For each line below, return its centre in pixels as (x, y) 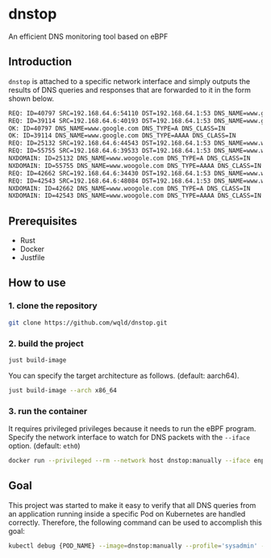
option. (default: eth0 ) (44, 446)
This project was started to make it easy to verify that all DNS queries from (132, 505)
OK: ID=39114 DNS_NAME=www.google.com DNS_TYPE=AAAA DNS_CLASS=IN (122, 136)
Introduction (40, 62)
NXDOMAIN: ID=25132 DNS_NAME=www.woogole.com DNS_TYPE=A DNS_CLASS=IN (129, 158)
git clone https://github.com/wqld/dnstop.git (88, 323)
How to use (37, 283)
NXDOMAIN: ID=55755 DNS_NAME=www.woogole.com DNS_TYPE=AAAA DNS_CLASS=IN (135, 166)
